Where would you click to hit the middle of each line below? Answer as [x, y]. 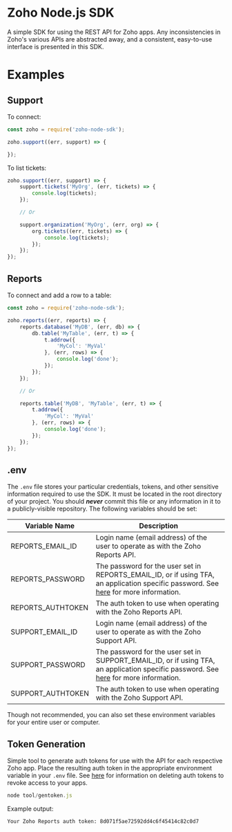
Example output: [30, 809]
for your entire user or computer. [54, 723]
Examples [36, 75]
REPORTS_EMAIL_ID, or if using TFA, [155, 575]
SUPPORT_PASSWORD [48, 665]
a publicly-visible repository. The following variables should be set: [102, 509]
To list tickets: [27, 168]
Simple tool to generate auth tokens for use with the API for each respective [115, 761]
